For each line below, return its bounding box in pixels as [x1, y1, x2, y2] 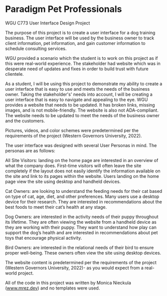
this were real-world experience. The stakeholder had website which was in [5, 60, 161, 66]
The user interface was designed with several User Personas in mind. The [5, 142, 157, 148]
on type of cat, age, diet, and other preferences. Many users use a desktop [5, 193, 160, 199]
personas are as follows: [5, 148, 56, 153]
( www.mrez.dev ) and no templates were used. [5, 285, 100, 291]
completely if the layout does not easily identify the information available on [5, 168, 161, 174]
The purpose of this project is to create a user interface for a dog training [5, 29, 156, 35]
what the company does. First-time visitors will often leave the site [5, 162, 142, 168]
